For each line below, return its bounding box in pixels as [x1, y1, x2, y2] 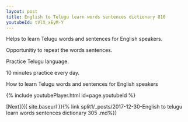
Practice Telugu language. [6, 58, 69, 65]
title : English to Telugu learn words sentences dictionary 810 [6, 14, 166, 20]
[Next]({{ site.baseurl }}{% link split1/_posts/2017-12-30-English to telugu [6, 103, 183, 110]
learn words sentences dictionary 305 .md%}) [6, 109, 117, 117]
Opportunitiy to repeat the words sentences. [6, 47, 113, 54]
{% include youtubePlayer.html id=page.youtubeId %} [6, 92, 136, 99]
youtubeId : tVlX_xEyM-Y [6, 19, 64, 25]
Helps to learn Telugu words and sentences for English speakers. [6, 36, 163, 43]
